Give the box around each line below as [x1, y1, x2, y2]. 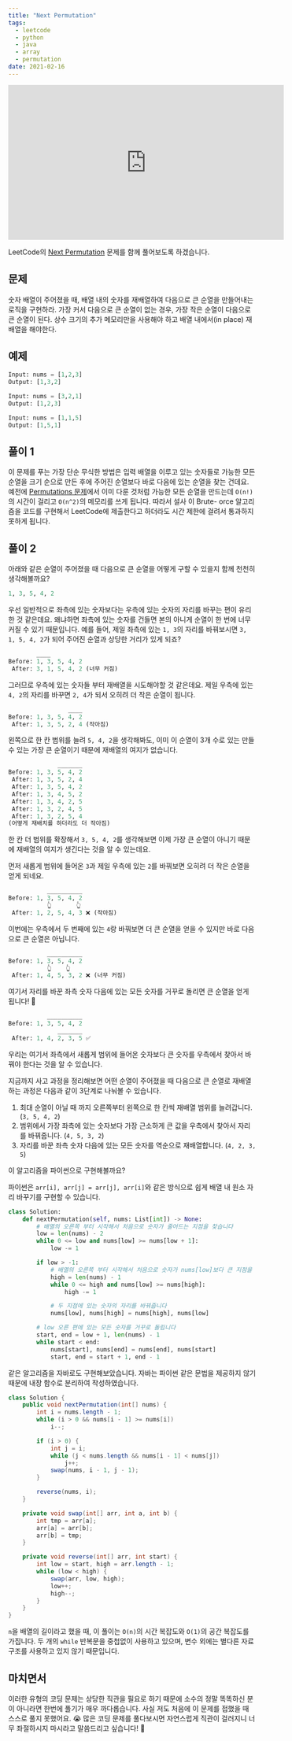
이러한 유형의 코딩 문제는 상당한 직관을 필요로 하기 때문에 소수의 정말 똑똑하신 [8, 1694, 246, 1703]
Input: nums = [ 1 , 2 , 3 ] [8, 371, 83, 379]
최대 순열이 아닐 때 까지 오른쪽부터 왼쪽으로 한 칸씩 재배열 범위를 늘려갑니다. [19, 1103, 253, 1112]
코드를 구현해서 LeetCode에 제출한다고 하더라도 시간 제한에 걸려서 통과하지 [22, 507, 254, 516]
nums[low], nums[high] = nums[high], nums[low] [50, 1310, 210, 1318]
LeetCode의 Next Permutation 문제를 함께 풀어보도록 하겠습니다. [8, 247, 210, 257]
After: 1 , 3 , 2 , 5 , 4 [11, 812, 83, 820]
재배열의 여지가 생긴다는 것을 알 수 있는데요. [16, 845, 151, 854]
